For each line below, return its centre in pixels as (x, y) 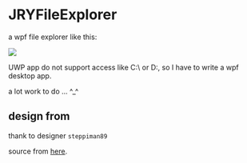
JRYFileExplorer (63, 15)
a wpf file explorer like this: (53, 37)
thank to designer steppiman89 (58, 135)
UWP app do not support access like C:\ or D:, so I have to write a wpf (124, 67)
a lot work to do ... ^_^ (44, 91)
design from (39, 116)
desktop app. (30, 76)
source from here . (38, 151)
